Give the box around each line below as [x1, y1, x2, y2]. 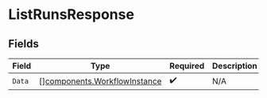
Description [211, 61, 257, 71]
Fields [8, 37, 40, 51]
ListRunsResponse [8, 6, 135, 24]
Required [169, 61, 205, 71]
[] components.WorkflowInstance [38, 75, 162, 86]
